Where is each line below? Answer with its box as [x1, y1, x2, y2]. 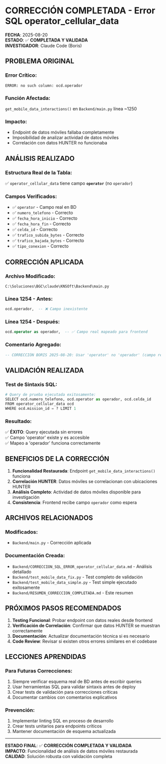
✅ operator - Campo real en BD [12, 204, 77, 210]
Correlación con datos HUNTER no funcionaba [12, 140, 108, 146]
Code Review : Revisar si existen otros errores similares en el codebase [12, 638, 157, 644]
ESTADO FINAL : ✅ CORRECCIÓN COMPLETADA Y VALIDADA [5, 743, 132, 749]
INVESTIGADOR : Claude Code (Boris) [5, 43, 83, 48]
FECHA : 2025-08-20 [5, 32, 48, 38]
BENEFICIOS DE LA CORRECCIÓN [5, 455, 110, 463]
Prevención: [5, 707, 35, 714]
